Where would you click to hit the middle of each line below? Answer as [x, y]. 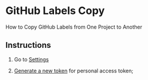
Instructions [28, 45]
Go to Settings [31, 59]
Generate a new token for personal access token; [73, 71]
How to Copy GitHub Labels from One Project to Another [74, 27]
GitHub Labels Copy [55, 11]
